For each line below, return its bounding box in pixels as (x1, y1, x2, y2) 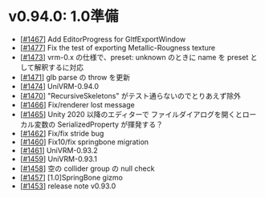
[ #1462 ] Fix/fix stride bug (19, 128, 104, 138)
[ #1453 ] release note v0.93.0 (19, 181, 116, 191)
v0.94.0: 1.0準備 (8, 7, 119, 26)
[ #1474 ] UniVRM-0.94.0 (19, 81, 99, 91)
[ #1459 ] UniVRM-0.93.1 (19, 154, 98, 164)
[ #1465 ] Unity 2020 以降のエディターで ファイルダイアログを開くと (19, 109, 243, 119)
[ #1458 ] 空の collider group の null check (19, 164, 155, 173)
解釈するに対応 (34, 62, 84, 72)
